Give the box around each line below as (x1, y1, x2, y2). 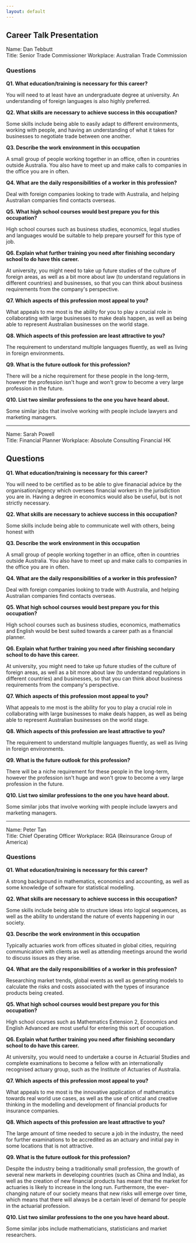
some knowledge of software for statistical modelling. (6, 884, 135, 891)
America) (6, 838, 28, 845)
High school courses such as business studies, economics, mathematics (6, 621, 181, 628)
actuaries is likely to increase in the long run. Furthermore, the (6, 1183, 156, 1190)
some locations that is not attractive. (6, 1142, 93, 1149)
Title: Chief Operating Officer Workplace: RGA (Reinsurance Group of (6, 832, 172, 839)
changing (6, 1190, 29, 1197)
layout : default (6, 8, 45, 15)
